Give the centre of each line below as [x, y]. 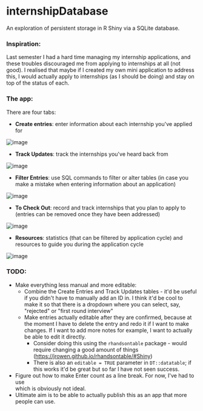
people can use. [35, 401]
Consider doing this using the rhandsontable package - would [110, 343]
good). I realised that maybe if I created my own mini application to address [101, 70]
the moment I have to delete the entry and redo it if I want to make [107, 323]
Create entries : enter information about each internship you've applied [104, 124]
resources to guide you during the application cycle [79, 244]
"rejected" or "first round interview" [68, 311]
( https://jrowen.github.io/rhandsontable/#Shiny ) [93, 356]
